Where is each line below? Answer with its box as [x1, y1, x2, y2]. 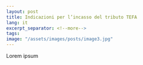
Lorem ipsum [6, 53, 39, 59]
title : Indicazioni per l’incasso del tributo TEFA [6, 14, 137, 20]
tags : [6, 31, 20, 37]
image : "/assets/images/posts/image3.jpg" [6, 36, 113, 42]
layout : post [6, 8, 39, 15]
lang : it [6, 19, 28, 25]
